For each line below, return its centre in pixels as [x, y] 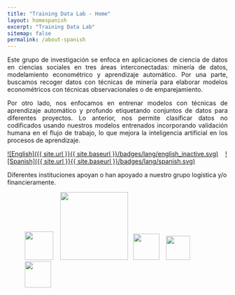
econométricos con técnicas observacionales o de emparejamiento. [105, 90]
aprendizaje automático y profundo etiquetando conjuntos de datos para [117, 111]
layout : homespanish [37, 20]
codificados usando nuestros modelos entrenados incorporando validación [117, 125]
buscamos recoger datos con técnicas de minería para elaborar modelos [117, 82]
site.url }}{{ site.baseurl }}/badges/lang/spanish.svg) [120, 161]
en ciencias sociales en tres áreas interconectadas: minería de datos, [117, 67]
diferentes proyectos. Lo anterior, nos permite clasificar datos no [117, 118]
